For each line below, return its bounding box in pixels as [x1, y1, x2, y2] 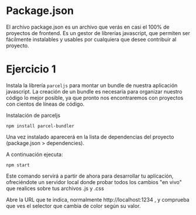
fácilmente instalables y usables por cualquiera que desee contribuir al [6, 36, 177, 43]
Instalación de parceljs [6, 112, 60, 119]
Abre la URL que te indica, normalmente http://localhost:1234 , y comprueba [6, 196, 190, 203]
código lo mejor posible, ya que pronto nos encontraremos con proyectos [6, 94, 184, 101]
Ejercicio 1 [6, 63, 56, 76]
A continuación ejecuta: [6, 151, 63, 158]
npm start [6, 162, 30, 168]
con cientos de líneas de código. [6, 100, 85, 107]
